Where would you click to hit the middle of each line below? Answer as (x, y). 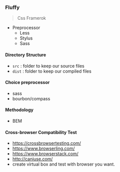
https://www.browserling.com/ (44, 149)
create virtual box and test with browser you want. (63, 164)
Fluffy (12, 7)
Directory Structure (26, 55)
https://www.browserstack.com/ (45, 154)
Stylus (26, 38)
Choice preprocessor (28, 83)
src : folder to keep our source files (48, 66)
